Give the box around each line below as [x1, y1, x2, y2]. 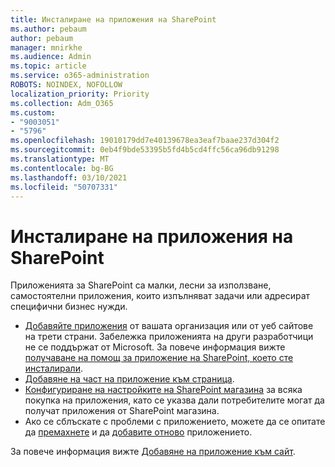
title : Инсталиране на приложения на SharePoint [10, 14, 217, 25]
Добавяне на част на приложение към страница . [24, 373, 235, 385]
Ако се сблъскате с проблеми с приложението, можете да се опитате [24, 416, 326, 428]
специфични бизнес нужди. [10, 301, 128, 313]
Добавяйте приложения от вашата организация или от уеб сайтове [24, 320, 314, 332]
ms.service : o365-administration [10, 71, 150, 81]
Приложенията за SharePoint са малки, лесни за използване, [10, 279, 272, 291]
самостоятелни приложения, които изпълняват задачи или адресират [10, 290, 311, 302]
